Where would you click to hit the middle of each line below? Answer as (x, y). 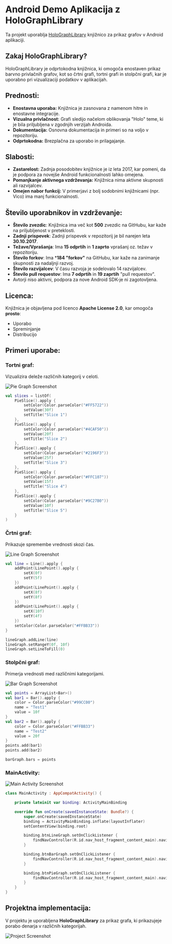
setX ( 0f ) (33, 573)
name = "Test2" (31, 731)
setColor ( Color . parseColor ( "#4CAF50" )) (66, 429)
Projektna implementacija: (48, 908)
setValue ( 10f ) (39, 505)
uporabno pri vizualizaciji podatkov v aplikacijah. (57, 79)
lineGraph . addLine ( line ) (32, 640)
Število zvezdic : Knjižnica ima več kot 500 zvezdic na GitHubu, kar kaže (89, 225)
